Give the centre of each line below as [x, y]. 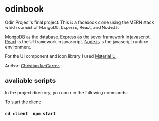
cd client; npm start [30, 114]
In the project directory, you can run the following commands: [66, 92]
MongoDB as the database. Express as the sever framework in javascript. [78, 37]
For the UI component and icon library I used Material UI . [62, 56]
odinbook [25, 9]
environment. [18, 47]
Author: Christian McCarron [33, 66]
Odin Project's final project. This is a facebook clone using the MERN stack [79, 22]
